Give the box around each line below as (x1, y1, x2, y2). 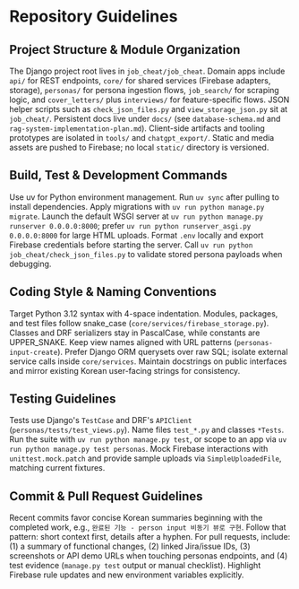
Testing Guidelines (9, 392, 116, 407)
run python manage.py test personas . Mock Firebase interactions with (9, 444, 269, 455)
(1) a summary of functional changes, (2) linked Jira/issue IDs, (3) (9, 541, 251, 552)
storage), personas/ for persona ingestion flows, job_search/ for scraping (9, 85, 279, 95)
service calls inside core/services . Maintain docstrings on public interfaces (9, 356, 287, 367)
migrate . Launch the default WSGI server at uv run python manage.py (9, 211, 264, 221)
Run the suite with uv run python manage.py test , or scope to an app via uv (9, 434, 287, 445)
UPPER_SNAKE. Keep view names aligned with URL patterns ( (9, 336, 237, 347)
